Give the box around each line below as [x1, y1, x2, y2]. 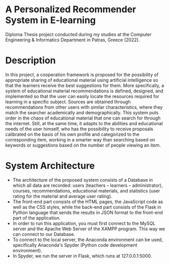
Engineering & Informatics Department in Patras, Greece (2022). [5, 37, 140, 43]
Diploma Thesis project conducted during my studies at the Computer [5, 31, 152, 37]
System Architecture [5, 160, 95, 172]
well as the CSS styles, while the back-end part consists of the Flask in [12, 204, 161, 210]
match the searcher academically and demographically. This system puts [5, 109, 159, 115]
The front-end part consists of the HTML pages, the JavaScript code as [12, 198, 163, 205]
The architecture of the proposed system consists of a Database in [12, 177, 153, 183]
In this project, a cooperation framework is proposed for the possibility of [5, 71, 159, 78]
